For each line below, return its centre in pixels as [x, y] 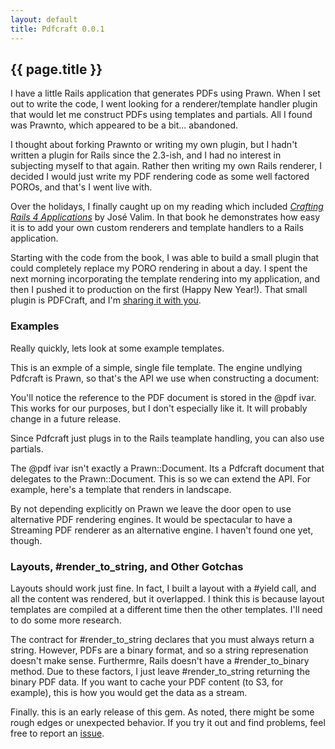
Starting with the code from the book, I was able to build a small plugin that [165, 258]
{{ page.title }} [56, 69]
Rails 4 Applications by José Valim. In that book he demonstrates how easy [165, 217]
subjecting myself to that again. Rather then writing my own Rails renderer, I [166, 166]
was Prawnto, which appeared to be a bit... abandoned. [124, 125]
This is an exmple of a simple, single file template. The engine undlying [156, 367]
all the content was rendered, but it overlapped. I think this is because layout [167, 598]
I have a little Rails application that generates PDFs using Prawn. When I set [165, 93]
